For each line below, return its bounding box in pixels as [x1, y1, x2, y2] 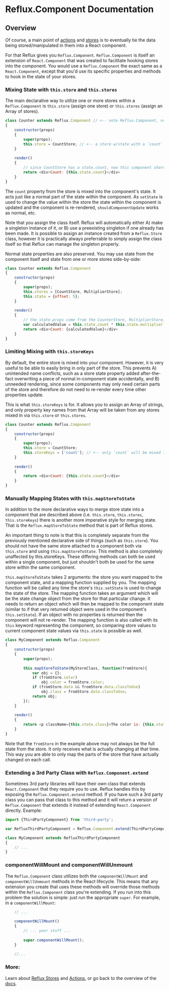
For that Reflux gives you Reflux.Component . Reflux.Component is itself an [5, 52, 155, 58]
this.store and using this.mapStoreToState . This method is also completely [5, 548, 162, 555]
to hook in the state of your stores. [5, 74, 77, 79]
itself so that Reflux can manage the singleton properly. [5, 241, 120, 247]
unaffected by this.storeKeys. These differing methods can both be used [5, 554, 155, 560]
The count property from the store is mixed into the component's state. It [5, 188, 156, 194]
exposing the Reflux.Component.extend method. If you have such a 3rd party [5, 791, 163, 798]
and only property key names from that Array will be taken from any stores [5, 407, 160, 413]
